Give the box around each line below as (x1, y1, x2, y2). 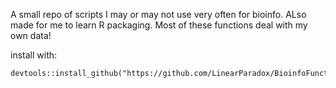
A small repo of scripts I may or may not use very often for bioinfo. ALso (10, 9, 307, 20)
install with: (10, 49, 58, 61)
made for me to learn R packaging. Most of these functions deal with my (10, 19, 308, 31)
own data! (10, 30, 52, 41)
